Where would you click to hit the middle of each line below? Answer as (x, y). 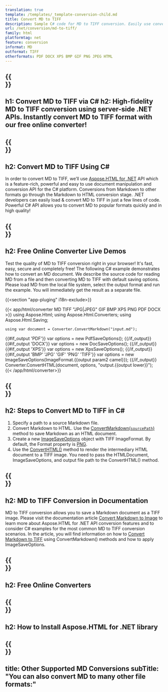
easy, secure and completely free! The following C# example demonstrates (82, 269)
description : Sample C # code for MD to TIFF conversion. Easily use (78, 24)
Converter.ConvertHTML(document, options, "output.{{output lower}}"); (79, 365)
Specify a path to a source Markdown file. (55, 423)
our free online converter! (46, 125)
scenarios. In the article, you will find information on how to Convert (75, 534)
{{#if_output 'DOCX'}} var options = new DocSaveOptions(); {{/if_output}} (81, 344)
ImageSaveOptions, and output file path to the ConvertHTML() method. (85, 460)
